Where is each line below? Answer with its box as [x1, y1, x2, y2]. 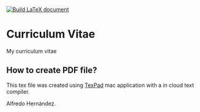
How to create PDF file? [6, 65, 97, 76]
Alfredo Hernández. [6, 100, 56, 107]
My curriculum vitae [6, 47, 57, 54]
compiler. [6, 88, 30, 95]
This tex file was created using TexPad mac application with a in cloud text [6, 81, 194, 89]
